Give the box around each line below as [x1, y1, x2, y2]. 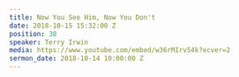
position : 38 [9, 29, 57, 38]
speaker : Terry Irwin [9, 37, 89, 47]
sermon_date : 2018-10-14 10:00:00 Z [9, 54, 144, 63]
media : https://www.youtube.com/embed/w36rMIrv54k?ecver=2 [9, 46, 231, 55]
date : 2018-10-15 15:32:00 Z [9, 21, 116, 30]
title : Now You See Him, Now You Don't [9, 12, 156, 22]
